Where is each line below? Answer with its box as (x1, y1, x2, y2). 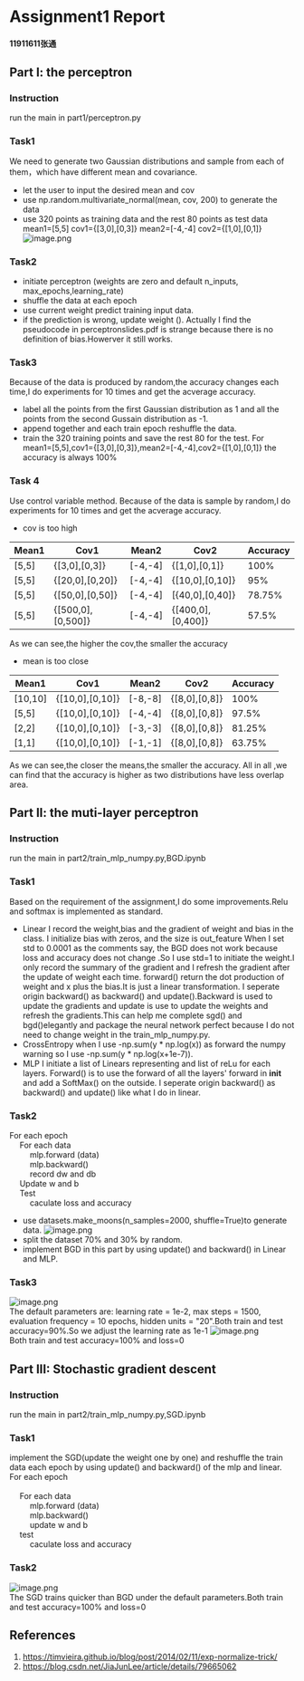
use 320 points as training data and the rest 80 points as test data (22, 213, 269, 224)
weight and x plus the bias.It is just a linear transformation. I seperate (22, 981, 280, 992)
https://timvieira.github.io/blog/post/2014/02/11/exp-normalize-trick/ (22, 1651, 278, 1663)
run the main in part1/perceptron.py (9, 112, 142, 123)
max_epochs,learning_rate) (22, 285, 124, 296)
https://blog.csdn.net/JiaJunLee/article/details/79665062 (22, 1661, 237, 1672)
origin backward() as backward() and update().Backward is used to (22, 990, 273, 1002)
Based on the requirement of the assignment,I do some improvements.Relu (9, 896, 289, 907)
